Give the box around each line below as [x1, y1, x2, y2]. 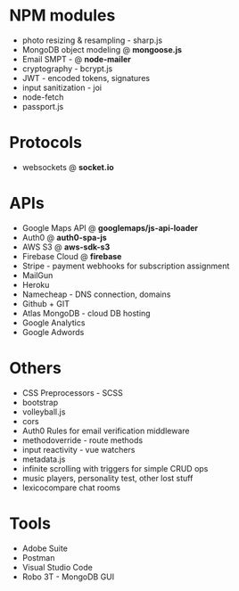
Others [9, 358, 62, 378]
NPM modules [9, 5, 116, 26]
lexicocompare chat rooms [21, 482, 120, 493]
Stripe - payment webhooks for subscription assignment [21, 260, 230, 271]
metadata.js [21, 454, 66, 464]
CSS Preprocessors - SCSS [21, 387, 123, 398]
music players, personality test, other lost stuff [21, 472, 194, 483]
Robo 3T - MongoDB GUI [21, 571, 115, 582]
